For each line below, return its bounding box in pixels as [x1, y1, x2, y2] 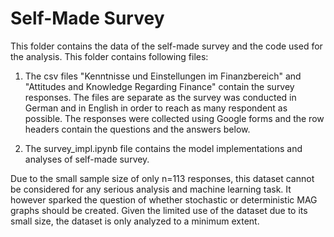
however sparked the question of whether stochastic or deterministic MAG [10, 193, 318, 206]
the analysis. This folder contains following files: [10, 50, 209, 62]
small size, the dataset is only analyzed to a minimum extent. [10, 215, 260, 227]
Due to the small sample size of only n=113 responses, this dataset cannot [10, 172, 315, 184]
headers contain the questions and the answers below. [24, 123, 251, 135]
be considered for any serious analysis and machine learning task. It [10, 183, 292, 195]
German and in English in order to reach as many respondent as [24, 102, 288, 114]
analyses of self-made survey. [24, 153, 150, 165]
